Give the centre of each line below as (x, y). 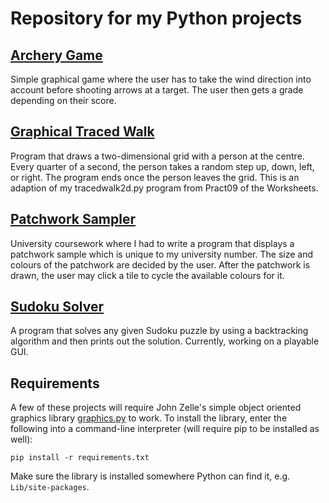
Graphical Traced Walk (82, 132)
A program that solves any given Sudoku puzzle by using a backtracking (159, 331)
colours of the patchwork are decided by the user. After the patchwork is (160, 264)
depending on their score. (63, 100)
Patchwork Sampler (73, 219)
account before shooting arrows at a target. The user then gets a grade (157, 90)
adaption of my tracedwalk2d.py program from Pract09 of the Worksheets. (164, 188)
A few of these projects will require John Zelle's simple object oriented (156, 408)
